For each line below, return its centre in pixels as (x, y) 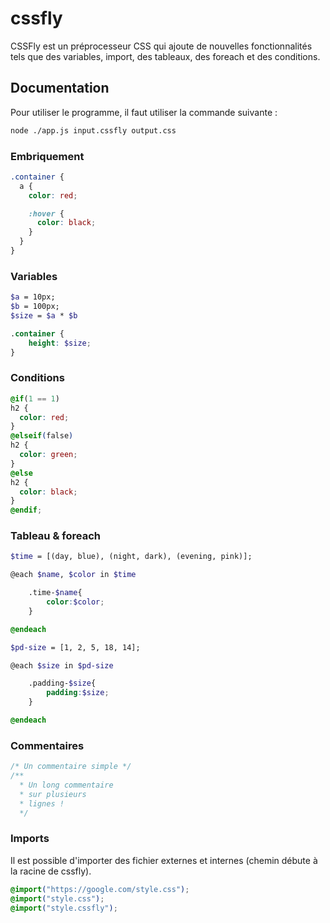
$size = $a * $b (44, 315)
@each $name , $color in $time (73, 575)
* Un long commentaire (66, 785)
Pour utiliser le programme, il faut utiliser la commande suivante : (144, 112)
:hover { (46, 213)
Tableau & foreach (55, 536)
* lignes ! (42, 803)
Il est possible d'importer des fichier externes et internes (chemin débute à (164, 860)
